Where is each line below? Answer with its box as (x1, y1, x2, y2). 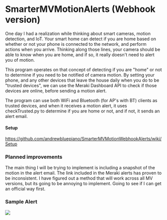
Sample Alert (5, 198, 37, 205)
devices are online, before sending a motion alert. (5, 88, 107, 94)
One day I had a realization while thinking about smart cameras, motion (5, 30, 151, 36)
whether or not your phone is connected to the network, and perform (5, 41, 147, 47)
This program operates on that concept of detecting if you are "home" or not (5, 66, 162, 73)
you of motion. (5, 57, 35, 63)
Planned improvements (5, 153, 63, 160)
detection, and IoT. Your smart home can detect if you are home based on (5, 36, 157, 42)
